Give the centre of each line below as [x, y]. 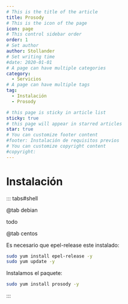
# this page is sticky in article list [56, 112]
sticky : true [23, 118]
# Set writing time [31, 57]
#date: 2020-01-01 [29, 62]
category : [19, 74]
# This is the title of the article [52, 12]
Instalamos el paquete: [34, 273]
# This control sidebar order [44, 34]
